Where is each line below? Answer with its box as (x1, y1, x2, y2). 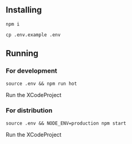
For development (5, 67, 57, 75)
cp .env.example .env (5, 32, 61, 38)
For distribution (5, 106, 53, 115)
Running (5, 48, 39, 59)
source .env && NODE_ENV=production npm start (5, 120, 127, 126)
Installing (5, 5, 42, 15)
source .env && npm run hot (5, 81, 78, 87)
